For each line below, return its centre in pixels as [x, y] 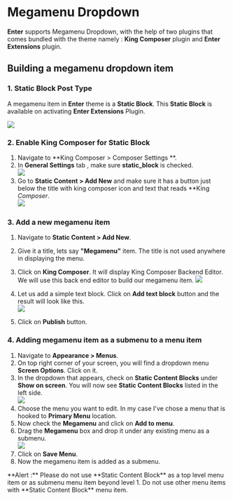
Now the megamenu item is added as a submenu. [89, 461]
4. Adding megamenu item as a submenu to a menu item [105, 340]
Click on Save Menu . [48, 454]
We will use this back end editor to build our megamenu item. [106, 280]
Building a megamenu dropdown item [90, 68]
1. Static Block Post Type [50, 88]
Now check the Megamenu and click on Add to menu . [96, 423]
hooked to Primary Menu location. [67, 416]
